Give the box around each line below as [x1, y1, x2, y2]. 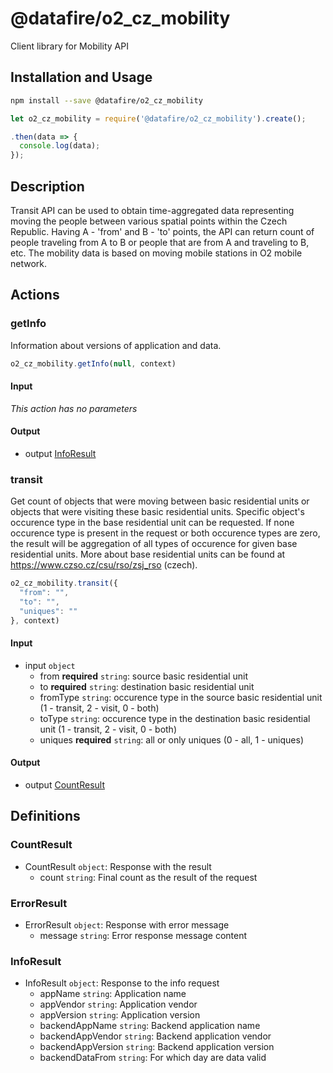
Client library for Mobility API [10, 40, 129, 52]
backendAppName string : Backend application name [39, 1020, 261, 1032]
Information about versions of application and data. [10, 339, 222, 351]
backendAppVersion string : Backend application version [39, 1041, 275, 1053]
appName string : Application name [39, 988, 187, 1000]
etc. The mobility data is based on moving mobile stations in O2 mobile [10, 247, 303, 259]
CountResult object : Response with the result [24, 860, 212, 872]
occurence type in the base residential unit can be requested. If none [10, 517, 295, 529]
